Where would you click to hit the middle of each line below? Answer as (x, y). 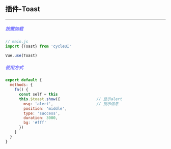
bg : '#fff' (35, 123)
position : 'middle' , (45, 108)
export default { (24, 80)
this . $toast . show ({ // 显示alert (70, 99)
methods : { (21, 85)
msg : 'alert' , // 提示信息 (71, 104)
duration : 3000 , (41, 118)
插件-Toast (23, 9)
